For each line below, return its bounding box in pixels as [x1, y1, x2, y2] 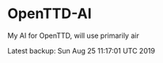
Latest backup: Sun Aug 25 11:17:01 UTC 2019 [7, 46, 156, 55]
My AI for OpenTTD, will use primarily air [7, 31, 139, 40]
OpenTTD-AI [7, 5, 92, 23]
